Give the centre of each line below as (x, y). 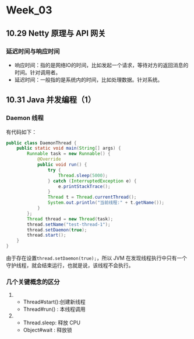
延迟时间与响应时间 (33, 51)
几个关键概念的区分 (33, 282)
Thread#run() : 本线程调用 (54, 309)
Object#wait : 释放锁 (48, 330)
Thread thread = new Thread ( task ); (70, 219)
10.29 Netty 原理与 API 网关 (56, 33)
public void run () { (62, 165)
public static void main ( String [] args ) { (69, 148)
